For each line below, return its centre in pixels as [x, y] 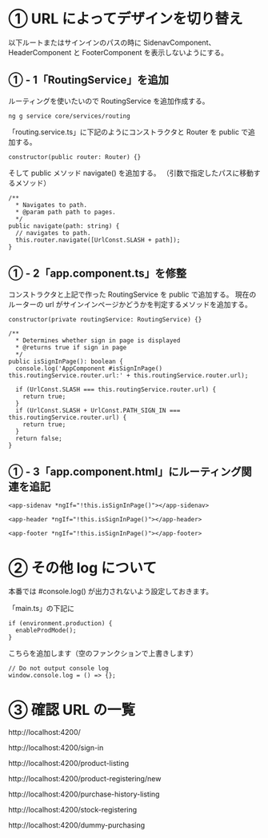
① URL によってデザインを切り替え [126, 19]
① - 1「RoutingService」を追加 [89, 80]
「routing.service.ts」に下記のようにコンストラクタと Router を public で [128, 132]
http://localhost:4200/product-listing [69, 764]
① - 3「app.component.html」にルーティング [125, 471]
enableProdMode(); [46, 631]
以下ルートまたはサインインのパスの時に [75, 42]
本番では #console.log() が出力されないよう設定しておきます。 [111, 592]
